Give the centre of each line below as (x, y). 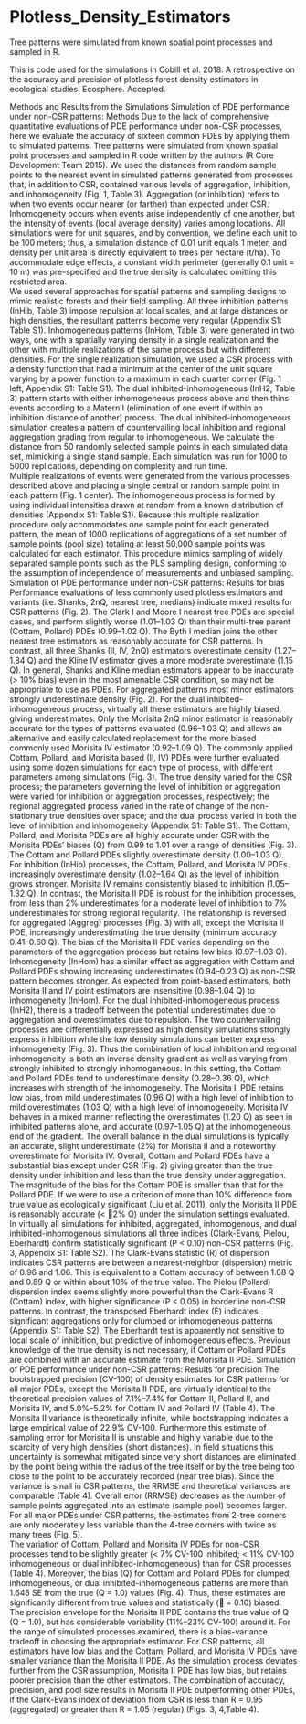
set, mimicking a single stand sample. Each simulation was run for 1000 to (148, 456)
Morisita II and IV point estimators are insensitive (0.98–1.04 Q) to (132, 990)
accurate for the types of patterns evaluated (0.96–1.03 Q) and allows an (146, 728)
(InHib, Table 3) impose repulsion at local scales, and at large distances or (149, 310)
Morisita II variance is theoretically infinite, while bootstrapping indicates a (149, 1418)
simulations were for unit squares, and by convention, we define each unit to (153, 233)
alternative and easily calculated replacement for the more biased (133, 738)
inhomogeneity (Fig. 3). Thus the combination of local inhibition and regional (153, 1048)
